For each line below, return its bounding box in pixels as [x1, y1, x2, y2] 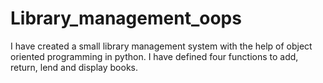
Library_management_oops [10, 7, 242, 30]
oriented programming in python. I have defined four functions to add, [10, 50, 299, 62]
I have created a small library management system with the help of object [10, 40, 313, 52]
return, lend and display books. [10, 61, 139, 73]
